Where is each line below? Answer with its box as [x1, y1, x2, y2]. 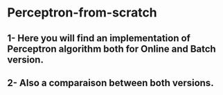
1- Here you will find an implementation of [7, 32, 190, 44]
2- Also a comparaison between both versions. [7, 77, 214, 89]
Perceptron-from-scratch [7, 5, 157, 21]
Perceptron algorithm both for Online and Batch [7, 43, 216, 54]
